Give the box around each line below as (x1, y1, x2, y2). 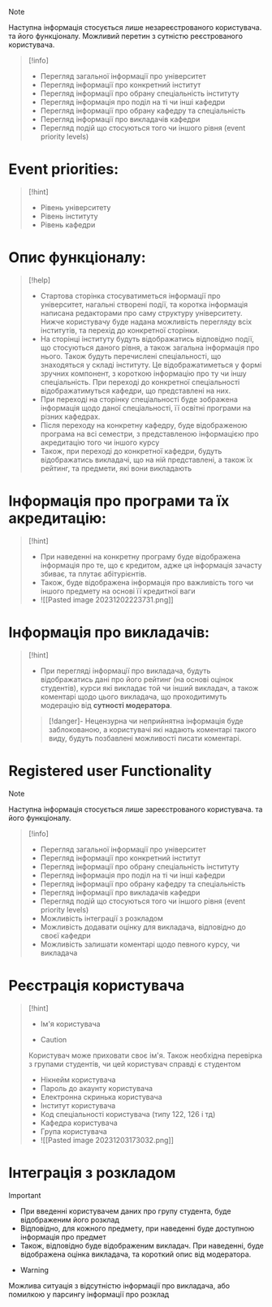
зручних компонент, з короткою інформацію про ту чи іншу (40, 369, 247, 378)
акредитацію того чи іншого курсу (40, 438, 160, 447)
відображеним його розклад (19, 1214, 120, 1224)
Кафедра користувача (40, 1118, 118, 1128)
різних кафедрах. (40, 412, 101, 421)
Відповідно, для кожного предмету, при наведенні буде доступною (19, 1223, 254, 1233)
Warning (19, 1265, 49, 1275)
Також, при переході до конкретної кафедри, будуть (40, 446, 222, 455)
